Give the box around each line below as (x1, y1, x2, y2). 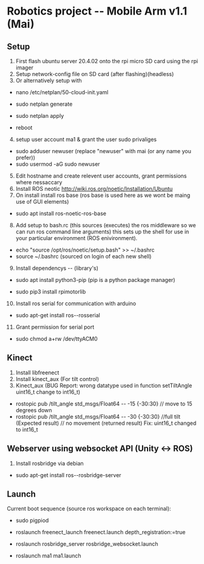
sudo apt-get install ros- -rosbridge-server (15, 471, 121, 478)
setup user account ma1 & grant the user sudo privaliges (15, 136, 157, 143)
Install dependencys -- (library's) (15, 264, 99, 272)
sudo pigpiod (15, 517, 49, 524)
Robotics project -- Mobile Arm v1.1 (7, 4, 188, 18)
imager (15, 64, 34, 71)
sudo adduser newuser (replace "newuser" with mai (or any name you (15, 148, 192, 154)
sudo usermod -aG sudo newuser (15, 160, 100, 168)
